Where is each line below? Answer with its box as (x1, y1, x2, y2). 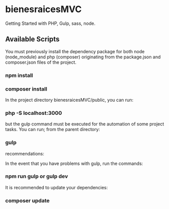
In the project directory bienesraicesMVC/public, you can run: (5, 97, 134, 103)
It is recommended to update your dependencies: (5, 184, 108, 190)
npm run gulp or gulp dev (5, 173, 68, 180)
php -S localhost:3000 (5, 109, 62, 116)
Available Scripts (5, 35, 60, 44)
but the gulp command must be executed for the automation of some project (5, 121, 164, 127)
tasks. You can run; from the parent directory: (5, 127, 100, 133)
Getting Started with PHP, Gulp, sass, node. (5, 20, 96, 26)
